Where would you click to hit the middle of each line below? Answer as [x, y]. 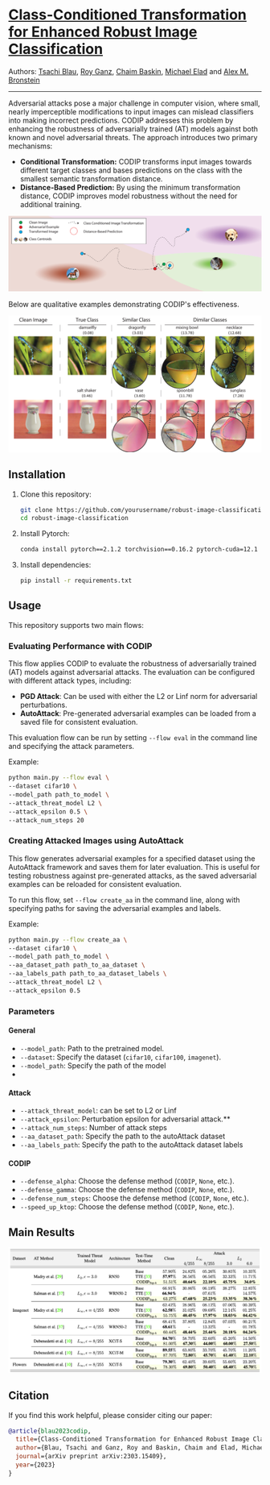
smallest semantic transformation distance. [91, 178]
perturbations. [43, 705]
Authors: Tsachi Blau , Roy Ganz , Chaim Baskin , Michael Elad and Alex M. [129, 71]
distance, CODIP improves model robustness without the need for [129, 196]
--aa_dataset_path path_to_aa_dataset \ [77, 965]
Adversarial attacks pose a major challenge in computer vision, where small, [134, 103]
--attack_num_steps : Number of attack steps [93, 1128]
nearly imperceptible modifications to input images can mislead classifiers [131, 111]
